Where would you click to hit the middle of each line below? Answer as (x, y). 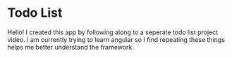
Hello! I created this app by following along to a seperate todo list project (113, 32)
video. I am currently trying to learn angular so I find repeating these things (116, 39)
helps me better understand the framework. (71, 47)
